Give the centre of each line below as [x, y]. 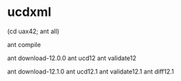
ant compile [24, 44]
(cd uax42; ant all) [33, 31]
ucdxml [29, 12]
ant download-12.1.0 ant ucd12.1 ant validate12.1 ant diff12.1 [90, 71]
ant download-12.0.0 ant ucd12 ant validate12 [72, 58]
